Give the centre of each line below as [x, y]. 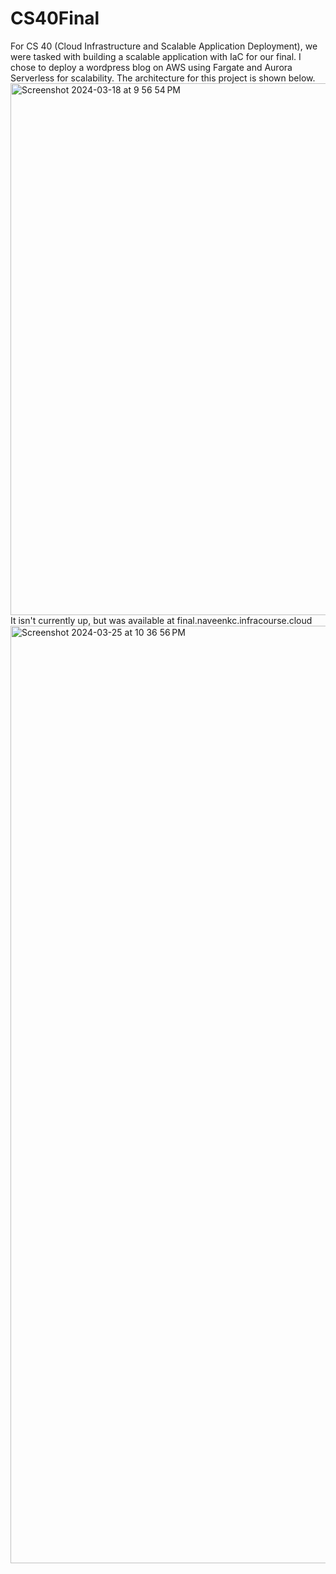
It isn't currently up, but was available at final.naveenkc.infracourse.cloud [161, 620]
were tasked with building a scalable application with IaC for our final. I [156, 56]
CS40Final [55, 18]
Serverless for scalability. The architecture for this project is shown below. [163, 78]
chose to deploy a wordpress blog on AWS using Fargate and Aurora [151, 67]
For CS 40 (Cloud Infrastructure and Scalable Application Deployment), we [164, 46]
